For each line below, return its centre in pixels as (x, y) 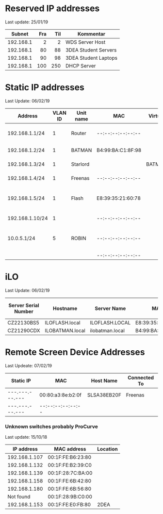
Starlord (80, 164)
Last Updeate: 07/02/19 (29, 365)
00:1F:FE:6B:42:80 (70, 481)
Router (79, 133)
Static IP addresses (45, 87)
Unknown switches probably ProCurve (52, 427)
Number (24, 311)
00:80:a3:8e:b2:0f (60, 395)
